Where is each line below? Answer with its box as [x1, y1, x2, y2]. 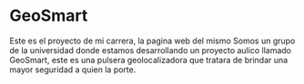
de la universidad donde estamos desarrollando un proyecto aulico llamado [9, 44, 291, 55]
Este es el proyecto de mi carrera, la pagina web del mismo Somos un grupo [9, 35, 296, 46]
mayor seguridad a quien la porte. [9, 64, 137, 75]
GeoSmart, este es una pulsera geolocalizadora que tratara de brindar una [9, 54, 289, 65]
